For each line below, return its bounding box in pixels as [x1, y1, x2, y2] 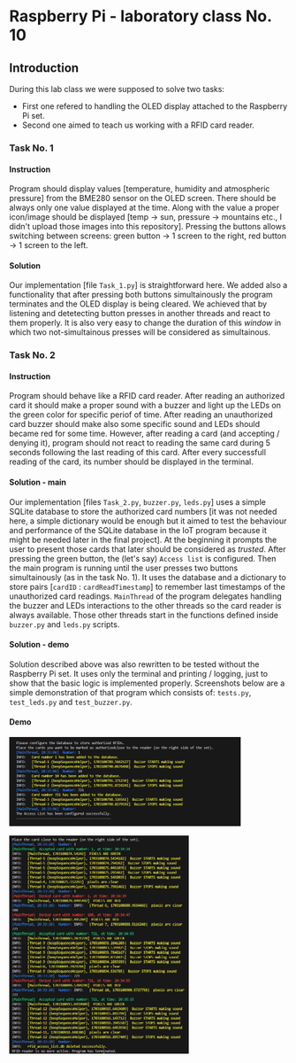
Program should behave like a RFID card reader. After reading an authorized [9, 391, 285, 401]
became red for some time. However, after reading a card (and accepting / [9, 428, 280, 439]
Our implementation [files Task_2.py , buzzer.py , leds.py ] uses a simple [9, 496, 267, 507]
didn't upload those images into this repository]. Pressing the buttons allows [9, 221, 286, 232]
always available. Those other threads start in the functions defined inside [9, 609, 278, 620]
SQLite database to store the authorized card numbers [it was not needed [9, 506, 277, 516]
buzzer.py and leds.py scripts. [9, 618, 120, 630]
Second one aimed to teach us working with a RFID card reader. [21, 120, 254, 130]
